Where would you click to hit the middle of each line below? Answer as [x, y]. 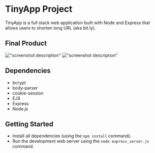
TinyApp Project [39, 9]
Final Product [26, 44]
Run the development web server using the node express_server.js [81, 141]
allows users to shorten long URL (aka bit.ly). [50, 28]
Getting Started [29, 124]
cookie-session [28, 93]
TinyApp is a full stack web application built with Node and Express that [77, 23]
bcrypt [19, 83]
